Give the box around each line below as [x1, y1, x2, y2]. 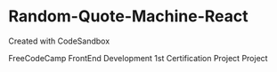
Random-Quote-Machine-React [8, 6, 248, 27]
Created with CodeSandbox [8, 36, 110, 46]
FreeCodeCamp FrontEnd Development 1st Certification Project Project [8, 52, 268, 63]
